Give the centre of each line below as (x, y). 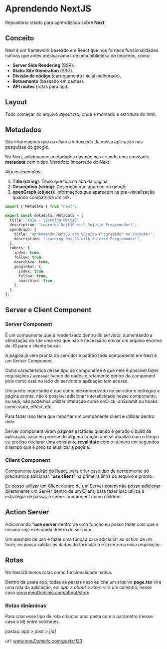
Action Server (27, 512)
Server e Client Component (48, 310)
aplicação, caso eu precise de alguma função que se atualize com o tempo (82, 436)
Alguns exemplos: (23, 172)
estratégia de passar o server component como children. (64, 496)
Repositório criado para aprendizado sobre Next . (55, 22)
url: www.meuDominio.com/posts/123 (44, 641)
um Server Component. (29, 360)
